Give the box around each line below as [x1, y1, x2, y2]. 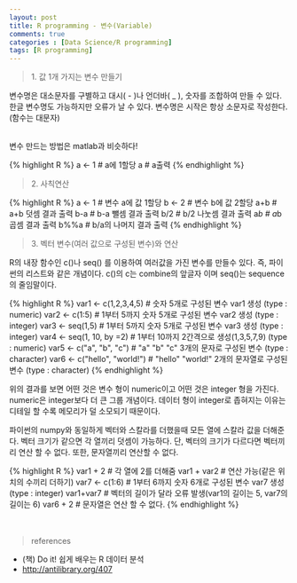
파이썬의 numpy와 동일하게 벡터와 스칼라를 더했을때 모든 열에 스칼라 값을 [9, 425, 262, 436]
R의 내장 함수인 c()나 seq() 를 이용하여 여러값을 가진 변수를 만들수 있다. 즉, [9, 257, 268, 268]
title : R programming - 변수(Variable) [9, 21, 153, 30]
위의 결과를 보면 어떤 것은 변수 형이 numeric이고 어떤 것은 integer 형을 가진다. [9, 383, 279, 395]
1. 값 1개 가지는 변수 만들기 [30, 72, 122, 83]
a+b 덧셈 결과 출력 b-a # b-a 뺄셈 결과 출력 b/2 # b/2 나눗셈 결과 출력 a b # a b [9, 209, 282, 219]
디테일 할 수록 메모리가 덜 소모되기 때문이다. [9, 406, 161, 417]
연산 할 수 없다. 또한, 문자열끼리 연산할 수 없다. [18, 447, 179, 458]
